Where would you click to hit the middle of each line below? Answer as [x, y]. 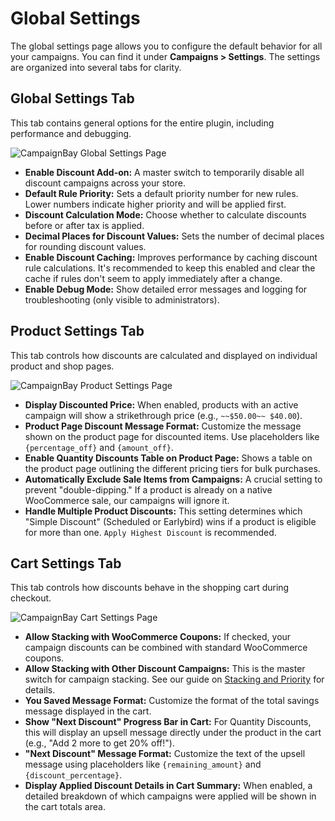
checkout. [31, 598]
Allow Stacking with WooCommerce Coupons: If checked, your [158, 637]
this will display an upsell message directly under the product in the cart [173, 733]
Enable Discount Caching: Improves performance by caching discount [171, 257]
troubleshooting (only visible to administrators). [122, 299]
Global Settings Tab [72, 98]
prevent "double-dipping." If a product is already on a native [148, 489]
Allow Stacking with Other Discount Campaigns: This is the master [165, 669]
